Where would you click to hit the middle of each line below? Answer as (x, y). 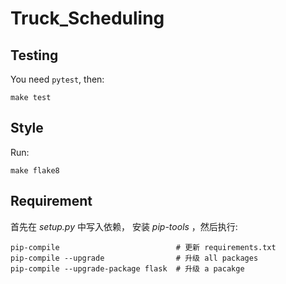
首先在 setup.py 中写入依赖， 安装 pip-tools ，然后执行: (124, 226)
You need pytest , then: (57, 79)
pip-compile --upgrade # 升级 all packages (134, 258)
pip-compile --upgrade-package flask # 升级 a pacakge (127, 268)
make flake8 (35, 170)
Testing (34, 55)
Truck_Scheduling (87, 18)
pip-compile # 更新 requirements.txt (143, 247)
